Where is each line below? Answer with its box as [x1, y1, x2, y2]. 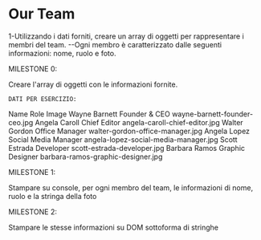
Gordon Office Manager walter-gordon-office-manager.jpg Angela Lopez [8, 126, 251, 136]
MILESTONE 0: [8, 63, 58, 73]
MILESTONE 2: [8, 206, 58, 217]
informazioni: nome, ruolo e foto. [8, 48, 116, 58]
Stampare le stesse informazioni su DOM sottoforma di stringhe [8, 222, 219, 232]
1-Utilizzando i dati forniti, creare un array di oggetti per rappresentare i [8, 31, 245, 41]
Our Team [8, 5, 75, 23]
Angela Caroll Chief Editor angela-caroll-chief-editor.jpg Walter [35, 117, 243, 127]
